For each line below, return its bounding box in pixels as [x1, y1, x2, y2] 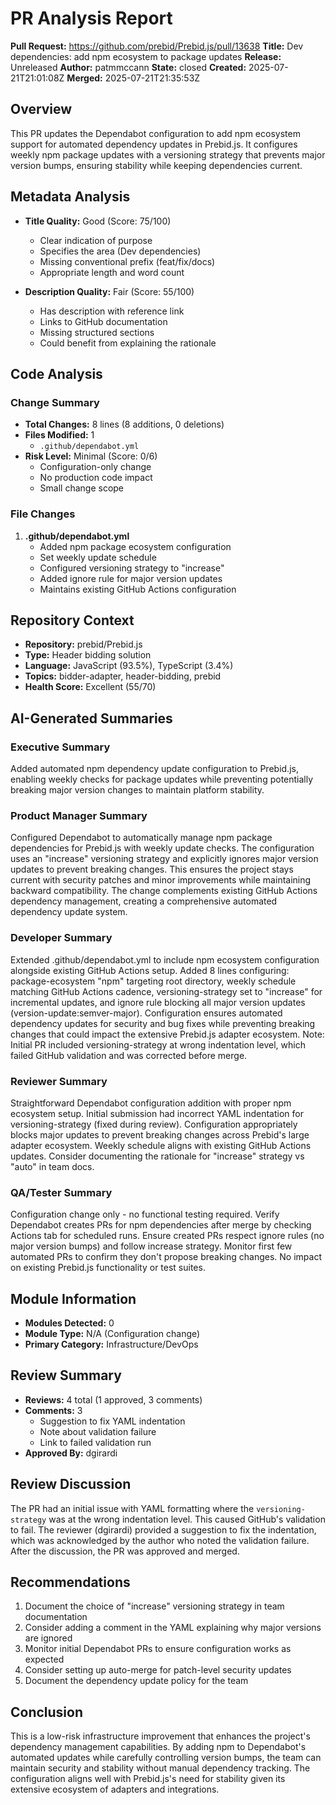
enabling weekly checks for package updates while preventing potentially [10, 773, 314, 786]
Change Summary [10, 395, 100, 409]
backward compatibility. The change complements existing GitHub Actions [10, 885, 318, 897]
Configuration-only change [39, 461, 152, 473]
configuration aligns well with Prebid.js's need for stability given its [10, 1773, 286, 1785]
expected [24, 1653, 65, 1666]
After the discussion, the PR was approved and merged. [10, 1545, 240, 1557]
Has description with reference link [39, 305, 185, 317]
